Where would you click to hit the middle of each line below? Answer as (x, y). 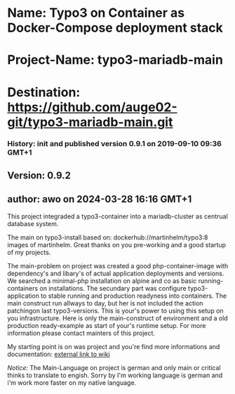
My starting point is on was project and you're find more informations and (114, 346)
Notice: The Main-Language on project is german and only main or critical (114, 367)
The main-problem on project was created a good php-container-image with (118, 265)
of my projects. (29, 252)
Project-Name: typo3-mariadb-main (115, 60)
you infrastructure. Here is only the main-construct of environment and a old (117, 318)
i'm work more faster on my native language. (72, 382)
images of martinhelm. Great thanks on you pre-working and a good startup (117, 244)
